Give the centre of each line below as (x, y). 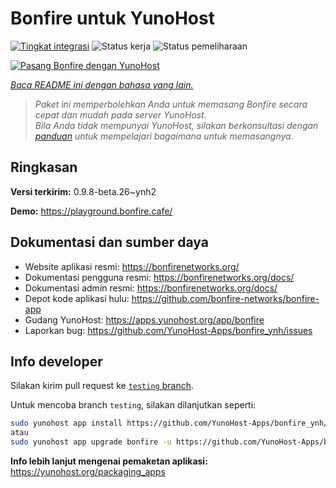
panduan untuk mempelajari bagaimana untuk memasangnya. (164, 136)
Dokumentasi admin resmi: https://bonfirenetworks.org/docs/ (151, 288)
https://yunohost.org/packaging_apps (88, 471)
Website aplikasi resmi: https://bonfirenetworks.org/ (132, 266)
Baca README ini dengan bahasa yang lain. (102, 84)
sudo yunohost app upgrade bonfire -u (91, 442)
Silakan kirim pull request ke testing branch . (102, 386)
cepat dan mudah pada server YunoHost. (120, 114)
